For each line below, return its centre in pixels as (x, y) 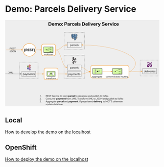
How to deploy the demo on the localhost (47, 159)
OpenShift (21, 147)
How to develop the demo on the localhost (48, 132)
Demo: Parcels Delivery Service (71, 9)
